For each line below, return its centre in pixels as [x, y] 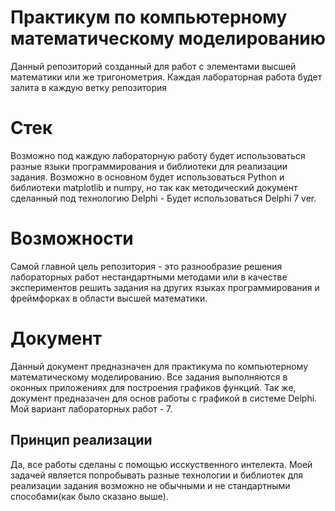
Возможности [72, 238]
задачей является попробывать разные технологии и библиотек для [157, 475]
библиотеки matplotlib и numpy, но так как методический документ [154, 187]
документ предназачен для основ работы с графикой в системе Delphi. [164, 398]
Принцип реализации [81, 440]
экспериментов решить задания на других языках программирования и [165, 287]
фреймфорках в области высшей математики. [109, 298]
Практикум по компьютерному [149, 17]
